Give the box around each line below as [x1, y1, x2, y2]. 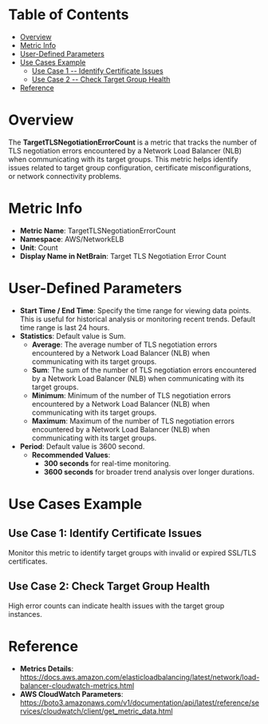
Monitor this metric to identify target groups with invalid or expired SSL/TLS [8, 547, 257, 557]
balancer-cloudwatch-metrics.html [19, 681, 135, 690]
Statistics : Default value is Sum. [19, 331, 126, 340]
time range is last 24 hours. [19, 322, 110, 332]
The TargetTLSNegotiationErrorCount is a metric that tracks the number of [8, 137, 258, 147]
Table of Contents [8, 6, 129, 24]
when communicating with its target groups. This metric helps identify [8, 154, 238, 164]
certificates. [8, 556, 48, 566]
